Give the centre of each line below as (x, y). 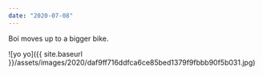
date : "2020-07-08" (41, 16)
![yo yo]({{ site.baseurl (45, 53)
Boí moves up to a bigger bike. (59, 38)
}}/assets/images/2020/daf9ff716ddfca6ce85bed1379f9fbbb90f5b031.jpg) (132, 62)
